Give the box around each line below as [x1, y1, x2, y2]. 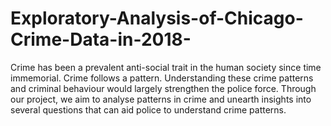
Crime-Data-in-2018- [10, 28, 192, 51]
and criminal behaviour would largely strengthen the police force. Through [10, 82, 317, 94]
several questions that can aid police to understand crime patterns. [10, 103, 287, 116]
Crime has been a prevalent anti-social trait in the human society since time [10, 61, 322, 73]
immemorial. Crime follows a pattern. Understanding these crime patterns [10, 72, 314, 84]
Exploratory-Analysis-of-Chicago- [10, 7, 304, 30]
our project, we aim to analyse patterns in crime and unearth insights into [10, 93, 312, 105]
